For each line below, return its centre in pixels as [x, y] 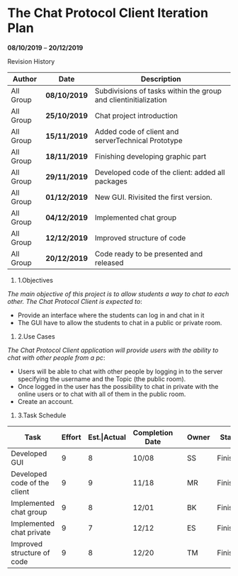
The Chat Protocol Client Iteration [108, 13]
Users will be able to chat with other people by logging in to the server [120, 371]
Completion [153, 432]
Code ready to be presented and [149, 254]
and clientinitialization [131, 99]
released [109, 262]
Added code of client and [137, 131]
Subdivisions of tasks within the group [158, 91]
